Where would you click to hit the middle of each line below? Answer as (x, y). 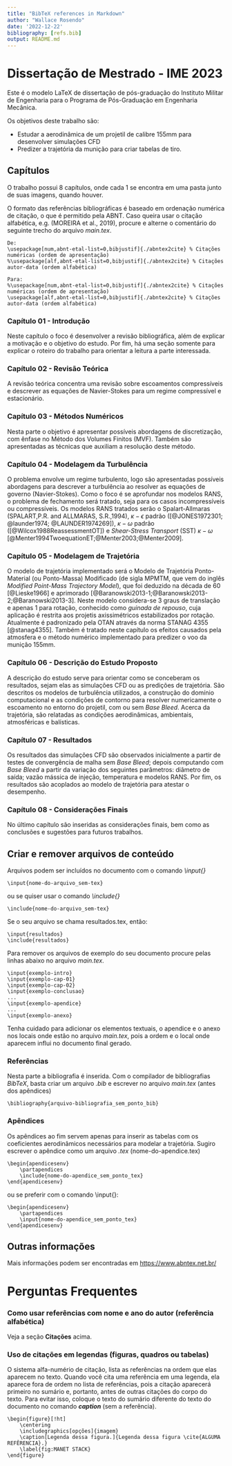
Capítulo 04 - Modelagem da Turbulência (78, 464)
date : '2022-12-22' (35, 26)
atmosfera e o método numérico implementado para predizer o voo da (107, 637)
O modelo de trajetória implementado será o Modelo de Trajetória (100, 571)
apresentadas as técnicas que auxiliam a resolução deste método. (101, 446)
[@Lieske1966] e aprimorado (48, 593)
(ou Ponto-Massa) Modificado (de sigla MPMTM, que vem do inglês (128, 578)
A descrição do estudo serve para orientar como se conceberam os (104, 678)
